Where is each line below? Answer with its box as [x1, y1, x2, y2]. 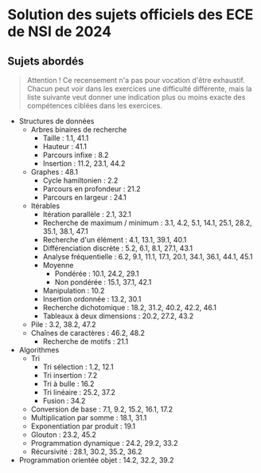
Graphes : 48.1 [30, 168, 79, 176]
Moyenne [42, 261, 74, 270]
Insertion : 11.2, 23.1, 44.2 [42, 159, 126, 168]
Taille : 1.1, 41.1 [42, 133, 89, 143]
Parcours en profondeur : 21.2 [42, 184, 141, 193]
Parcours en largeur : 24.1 [42, 193, 127, 202]
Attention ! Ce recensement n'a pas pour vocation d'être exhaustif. [26, 76, 246, 85]
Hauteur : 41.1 [42, 142, 87, 151]
